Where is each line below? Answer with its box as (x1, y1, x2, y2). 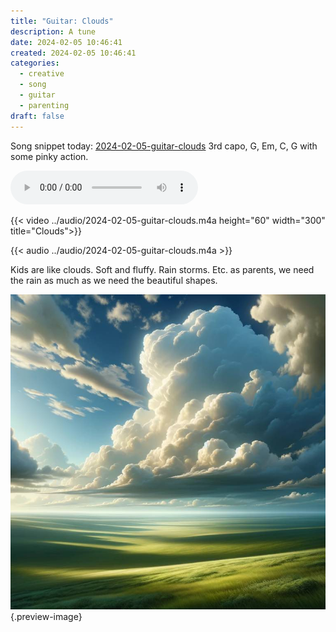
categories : (10, 58, 60, 69)
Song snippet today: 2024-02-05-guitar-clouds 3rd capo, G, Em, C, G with (10, 140, 318, 152)
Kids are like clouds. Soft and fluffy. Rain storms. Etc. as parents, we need (10, 263, 315, 275)
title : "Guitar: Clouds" (10, 16, 114, 26)
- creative (19, 69, 65, 79)
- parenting (19, 100, 70, 110)
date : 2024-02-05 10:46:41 (10, 37, 123, 47)
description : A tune (10, 26, 97, 37)
